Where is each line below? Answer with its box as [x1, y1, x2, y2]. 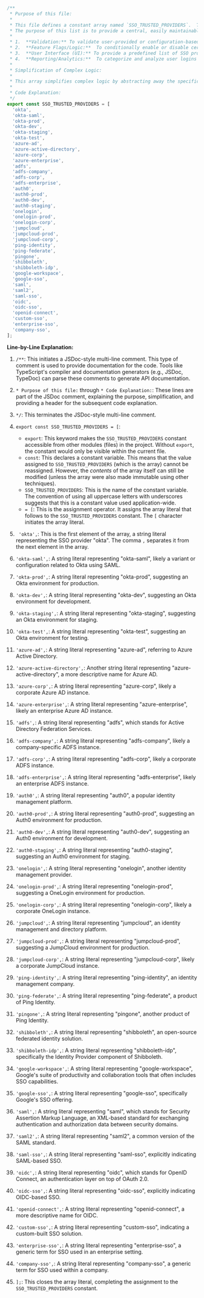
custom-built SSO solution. [15, 1229, 84, 1237]
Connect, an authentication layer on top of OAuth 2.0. [15, 1175, 149, 1183]
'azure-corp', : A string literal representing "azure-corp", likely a [15, 682, 176, 690]
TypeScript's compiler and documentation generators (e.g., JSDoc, [15, 368, 183, 375]
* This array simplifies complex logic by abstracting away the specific [9, 78, 200, 84]
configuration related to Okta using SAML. [15, 561, 120, 568]
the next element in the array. [15, 543, 90, 550]
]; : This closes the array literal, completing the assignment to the [15, 1278, 179, 1285]
